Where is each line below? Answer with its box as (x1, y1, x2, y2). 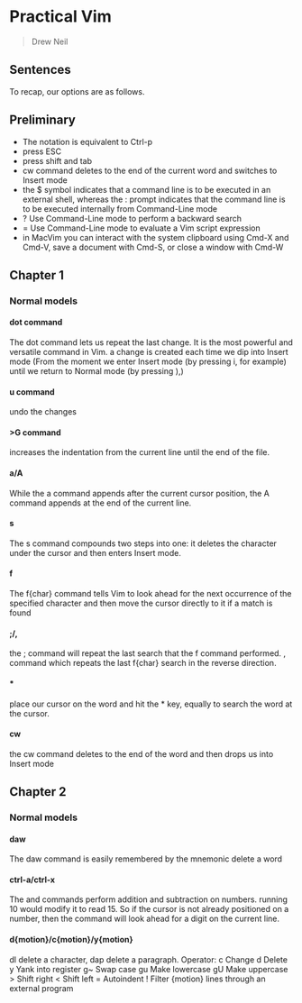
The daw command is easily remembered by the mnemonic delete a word (9, 853, 282, 864)
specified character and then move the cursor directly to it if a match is (9, 597, 273, 609)
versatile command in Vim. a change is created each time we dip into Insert (9, 347, 288, 358)
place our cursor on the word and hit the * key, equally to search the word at (9, 698, 293, 709)
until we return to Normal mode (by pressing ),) (9, 366, 185, 377)
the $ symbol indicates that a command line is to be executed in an (22, 184, 271, 195)
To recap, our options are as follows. (9, 86, 145, 96)
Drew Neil (31, 36, 69, 47)
